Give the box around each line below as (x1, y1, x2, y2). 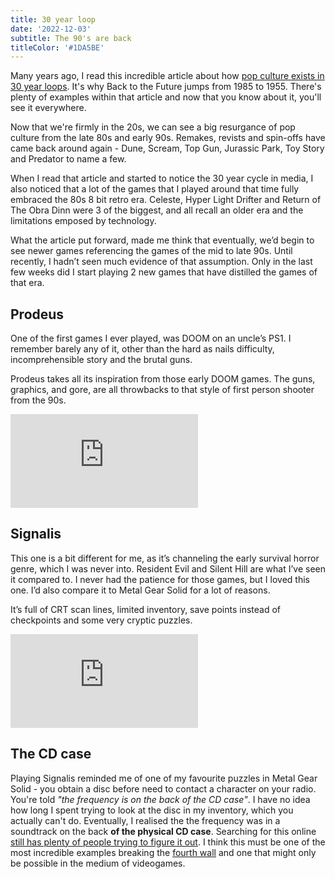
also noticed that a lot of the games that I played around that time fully (10, 183, 300, 195)
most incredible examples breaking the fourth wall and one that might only (10, 846, 317, 858)
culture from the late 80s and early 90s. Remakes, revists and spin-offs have (10, 132, 326, 144)
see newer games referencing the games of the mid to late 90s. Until (10, 245, 293, 257)
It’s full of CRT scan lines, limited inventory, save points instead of (10, 603, 281, 615)
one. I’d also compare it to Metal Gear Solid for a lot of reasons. (10, 584, 271, 596)
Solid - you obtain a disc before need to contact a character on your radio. (10, 782, 317, 795)
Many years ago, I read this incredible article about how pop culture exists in (10, 70, 325, 82)
